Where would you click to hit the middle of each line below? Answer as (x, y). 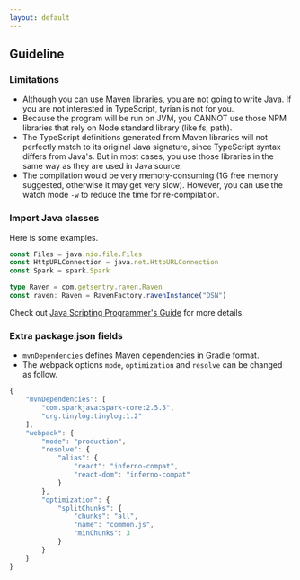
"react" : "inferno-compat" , (126, 467)
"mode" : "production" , (84, 442)
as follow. (40, 375)
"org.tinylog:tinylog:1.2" (92, 416)
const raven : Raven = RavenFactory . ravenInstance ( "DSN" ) (118, 296)
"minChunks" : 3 (101, 533)
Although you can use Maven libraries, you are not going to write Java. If (157, 99)
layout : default (40, 18)
